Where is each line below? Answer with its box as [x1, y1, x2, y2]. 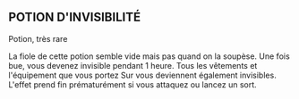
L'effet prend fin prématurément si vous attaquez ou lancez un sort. [8, 78, 257, 90]
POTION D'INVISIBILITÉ [8, 10, 141, 25]
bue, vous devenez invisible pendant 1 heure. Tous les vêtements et [8, 60, 258, 70]
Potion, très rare [8, 33, 68, 44]
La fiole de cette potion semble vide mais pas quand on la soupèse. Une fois [8, 51, 290, 62]
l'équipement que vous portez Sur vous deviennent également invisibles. [8, 70, 277, 80]
